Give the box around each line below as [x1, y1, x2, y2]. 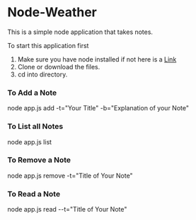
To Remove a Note [7, 155, 71, 165]
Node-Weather [7, 4, 97, 21]
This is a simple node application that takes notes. [7, 28, 154, 36]
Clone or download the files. [17, 62, 100, 71]
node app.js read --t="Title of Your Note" [7, 205, 127, 214]
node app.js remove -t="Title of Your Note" [7, 171, 133, 180]
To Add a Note [7, 88, 57, 98]
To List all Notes [7, 122, 64, 132]
